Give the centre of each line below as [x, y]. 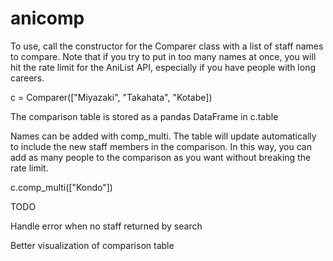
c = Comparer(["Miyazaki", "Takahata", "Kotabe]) [111, 97]
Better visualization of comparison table [92, 245]
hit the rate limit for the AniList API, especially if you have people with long [163, 67]
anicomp [47, 18]
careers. [27, 78]
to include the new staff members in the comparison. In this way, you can [161, 146]
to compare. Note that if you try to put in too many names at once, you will [163, 56]
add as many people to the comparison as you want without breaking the [161, 157]
